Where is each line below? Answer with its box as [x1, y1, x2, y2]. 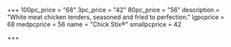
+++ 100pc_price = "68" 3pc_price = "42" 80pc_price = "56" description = [7, 6, 220, 14]
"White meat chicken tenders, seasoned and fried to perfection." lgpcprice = [7, 13, 225, 21]
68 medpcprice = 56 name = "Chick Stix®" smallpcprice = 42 [7, 20, 181, 28]
